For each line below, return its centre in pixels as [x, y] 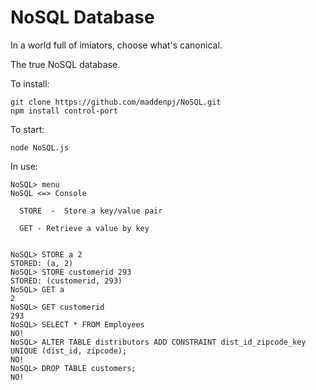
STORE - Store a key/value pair [91, 211]
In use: [24, 166]
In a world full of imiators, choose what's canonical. [116, 45]
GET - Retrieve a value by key [84, 228]
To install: [30, 83]
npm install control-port [64, 111]
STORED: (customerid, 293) [66, 281]
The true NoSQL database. [65, 64]
